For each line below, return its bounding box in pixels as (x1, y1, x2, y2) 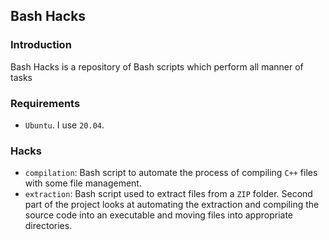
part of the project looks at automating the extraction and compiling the (24, 199, 320, 211)
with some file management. (24, 177, 142, 189)
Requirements (10, 96, 81, 110)
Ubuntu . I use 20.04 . (24, 119, 105, 131)
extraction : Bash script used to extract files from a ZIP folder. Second (24, 188, 313, 200)
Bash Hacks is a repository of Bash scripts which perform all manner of (10, 60, 304, 73)
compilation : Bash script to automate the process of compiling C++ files (24, 167, 318, 179)
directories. (24, 220, 73, 232)
